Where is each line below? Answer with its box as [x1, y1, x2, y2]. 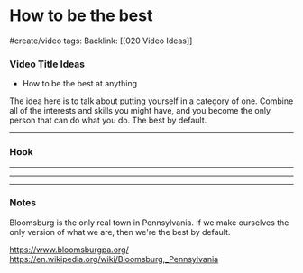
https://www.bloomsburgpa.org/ [9, 244, 129, 255]
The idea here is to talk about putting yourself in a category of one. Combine [9, 96, 294, 106]
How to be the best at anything [22, 78, 138, 89]
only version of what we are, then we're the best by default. [9, 226, 231, 237]
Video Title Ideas [9, 58, 86, 70]
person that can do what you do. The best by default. [9, 114, 207, 126]
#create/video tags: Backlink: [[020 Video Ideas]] [9, 35, 193, 46]
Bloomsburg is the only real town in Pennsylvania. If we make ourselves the [9, 217, 289, 228]
